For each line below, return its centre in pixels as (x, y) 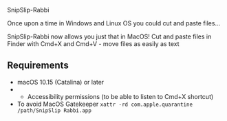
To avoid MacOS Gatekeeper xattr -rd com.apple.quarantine (105, 104)
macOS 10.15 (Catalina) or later (61, 82)
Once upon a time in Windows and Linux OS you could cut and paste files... (114, 23)
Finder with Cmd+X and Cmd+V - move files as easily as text (93, 44)
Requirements (38, 66)
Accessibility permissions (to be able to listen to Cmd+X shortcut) (120, 96)
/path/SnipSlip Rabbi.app (54, 110)
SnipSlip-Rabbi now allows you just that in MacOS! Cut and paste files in (109, 36)
